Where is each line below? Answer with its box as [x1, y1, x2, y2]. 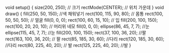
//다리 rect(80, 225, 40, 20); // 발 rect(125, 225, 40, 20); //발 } [5, 42, 131, 48]
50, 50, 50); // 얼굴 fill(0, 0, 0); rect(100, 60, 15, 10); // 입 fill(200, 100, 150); [5, 17, 158, 23]
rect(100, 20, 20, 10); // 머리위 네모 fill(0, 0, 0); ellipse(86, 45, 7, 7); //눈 [5, 23, 150, 29]
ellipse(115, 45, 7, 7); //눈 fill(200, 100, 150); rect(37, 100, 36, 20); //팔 [5, 30, 146, 35]
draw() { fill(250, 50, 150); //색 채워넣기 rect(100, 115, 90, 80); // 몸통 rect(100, [5, 11, 163, 17]
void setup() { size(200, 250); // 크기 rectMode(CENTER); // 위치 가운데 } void [5, 5, 164, 10]
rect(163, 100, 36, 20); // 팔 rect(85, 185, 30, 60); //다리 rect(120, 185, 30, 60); [5, 36, 164, 42]
